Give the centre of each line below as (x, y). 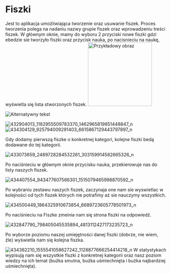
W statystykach (150, 250)
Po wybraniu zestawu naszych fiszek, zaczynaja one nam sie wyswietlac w (84, 189)
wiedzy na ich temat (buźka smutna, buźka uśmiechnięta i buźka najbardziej (86, 260)
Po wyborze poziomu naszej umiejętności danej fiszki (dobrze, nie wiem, (82, 234)
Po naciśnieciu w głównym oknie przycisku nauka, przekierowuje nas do (81, 165)
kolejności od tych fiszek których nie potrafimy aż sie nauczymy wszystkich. (86, 195)
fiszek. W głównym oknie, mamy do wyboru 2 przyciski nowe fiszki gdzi (81, 34)
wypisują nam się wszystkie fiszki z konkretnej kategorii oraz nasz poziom (83, 255)
